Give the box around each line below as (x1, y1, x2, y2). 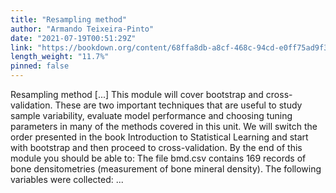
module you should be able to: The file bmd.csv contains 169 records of (10, 152, 307, 164)
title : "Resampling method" (10, 14, 128, 25)
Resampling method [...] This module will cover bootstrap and (10, 89, 264, 100)
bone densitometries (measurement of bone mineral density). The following (10, 163, 322, 175)
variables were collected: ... (10, 174, 124, 185)
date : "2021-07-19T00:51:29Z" (10, 33, 137, 43)
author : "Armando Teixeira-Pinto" (10, 24, 155, 34)
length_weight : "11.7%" (10, 52, 110, 62)
